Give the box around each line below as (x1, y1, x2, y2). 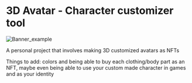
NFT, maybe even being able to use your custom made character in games (6, 64, 186, 71)
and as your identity (6, 70, 54, 77)
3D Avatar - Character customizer (6, 4, 174, 17)
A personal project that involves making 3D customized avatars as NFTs (6, 46, 180, 53)
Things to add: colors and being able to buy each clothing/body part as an (6, 58, 185, 65)
